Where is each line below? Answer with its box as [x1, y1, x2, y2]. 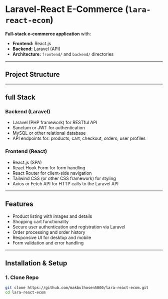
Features [5, 200, 33, 208]
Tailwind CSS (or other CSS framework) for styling [12, 175, 116, 181]
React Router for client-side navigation [12, 170, 92, 176]
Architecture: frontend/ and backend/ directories [12, 51, 114, 57]
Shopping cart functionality [12, 218, 69, 224]
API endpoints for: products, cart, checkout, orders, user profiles [12, 135, 146, 141]
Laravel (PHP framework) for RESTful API [12, 119, 97, 126]
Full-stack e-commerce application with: [5, 31, 91, 37]
